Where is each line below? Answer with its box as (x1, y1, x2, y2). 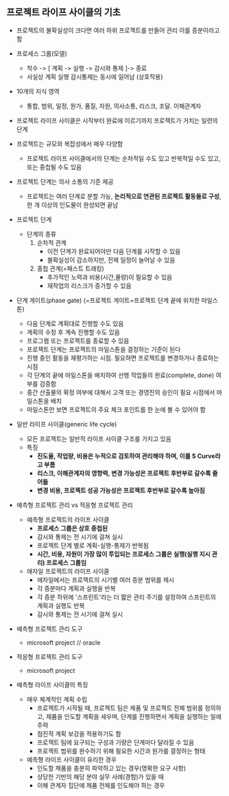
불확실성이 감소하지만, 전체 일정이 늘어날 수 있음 (47, 255, 176, 263)
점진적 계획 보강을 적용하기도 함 (36, 729, 121, 738)
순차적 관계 (36, 238, 67, 246)
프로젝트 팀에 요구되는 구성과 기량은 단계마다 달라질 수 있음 (36, 738, 195, 746)
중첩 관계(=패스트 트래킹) (36, 264, 104, 272)
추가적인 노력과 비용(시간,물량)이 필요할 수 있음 (47, 272, 173, 281)
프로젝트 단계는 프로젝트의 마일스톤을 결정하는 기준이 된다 (26, 345, 181, 353)
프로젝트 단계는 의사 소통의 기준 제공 (16, 178, 114, 186)
